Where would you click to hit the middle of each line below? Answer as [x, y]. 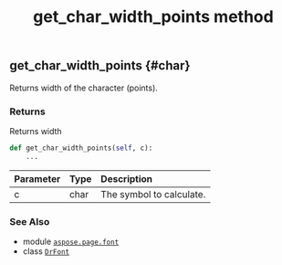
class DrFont [46, 251]
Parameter [37, 178]
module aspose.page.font [71, 241]
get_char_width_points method [153, 17]
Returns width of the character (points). [84, 88]
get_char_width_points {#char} [100, 66]
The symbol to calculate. [153, 194]
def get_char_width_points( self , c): [81, 148]
